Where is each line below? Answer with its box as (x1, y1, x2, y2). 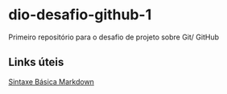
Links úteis (8, 55, 64, 69)
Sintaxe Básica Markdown (8, 76, 95, 86)
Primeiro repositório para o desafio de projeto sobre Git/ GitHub (8, 32, 220, 42)
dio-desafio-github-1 (8, 6, 152, 24)
